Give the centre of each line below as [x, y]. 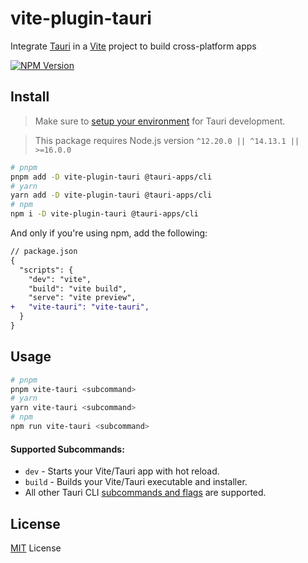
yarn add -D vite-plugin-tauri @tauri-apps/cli [111, 195]
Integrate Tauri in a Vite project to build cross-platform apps [133, 46]
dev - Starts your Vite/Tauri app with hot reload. [122, 471]
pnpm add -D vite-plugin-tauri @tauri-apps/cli [111, 177]
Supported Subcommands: [67, 449]
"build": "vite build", [78, 288]
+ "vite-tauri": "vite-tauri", [80, 307]
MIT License [36, 548]
